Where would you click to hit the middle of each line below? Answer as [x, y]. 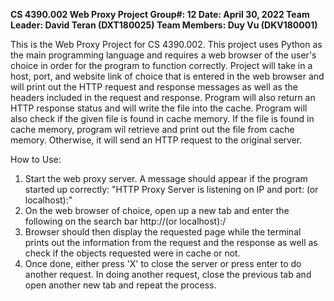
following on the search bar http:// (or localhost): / [125, 221]
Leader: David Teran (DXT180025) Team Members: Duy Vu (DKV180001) [164, 25]
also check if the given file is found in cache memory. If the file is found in [162, 118]
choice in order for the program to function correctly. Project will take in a [161, 65]
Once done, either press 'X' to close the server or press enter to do [163, 263]
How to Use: [36, 159]
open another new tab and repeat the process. [120, 285]
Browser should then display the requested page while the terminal [163, 232]
